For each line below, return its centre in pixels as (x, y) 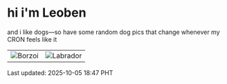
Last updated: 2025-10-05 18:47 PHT (60, 73)
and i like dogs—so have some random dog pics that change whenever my (113, 32)
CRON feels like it (32, 39)
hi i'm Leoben (47, 13)
